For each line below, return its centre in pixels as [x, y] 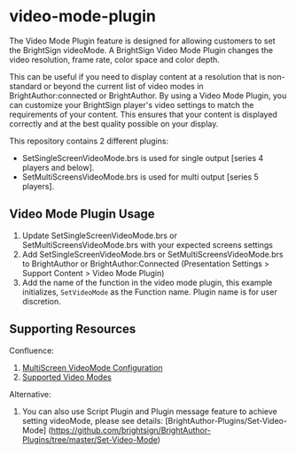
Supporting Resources [73, 329]
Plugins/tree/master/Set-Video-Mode [90, 439]
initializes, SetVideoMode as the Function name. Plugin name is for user [149, 292]
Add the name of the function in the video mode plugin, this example [147, 282]
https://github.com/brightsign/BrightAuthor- [131, 430]
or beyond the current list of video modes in [124, 86]
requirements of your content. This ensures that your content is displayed [143, 114]
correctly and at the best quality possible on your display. [114, 123]
